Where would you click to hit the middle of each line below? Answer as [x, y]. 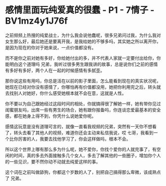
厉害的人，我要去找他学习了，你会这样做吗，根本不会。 [74, 139]
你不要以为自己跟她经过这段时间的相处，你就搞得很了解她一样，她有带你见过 [83, 104]
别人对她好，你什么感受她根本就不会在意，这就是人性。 [70, 93]
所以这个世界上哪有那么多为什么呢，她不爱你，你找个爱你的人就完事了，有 [81, 149]
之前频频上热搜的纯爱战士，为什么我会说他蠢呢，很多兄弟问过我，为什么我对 [83, 35]
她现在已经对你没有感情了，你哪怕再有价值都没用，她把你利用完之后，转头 [81, 87]
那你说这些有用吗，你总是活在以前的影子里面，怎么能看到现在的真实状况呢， [83, 81]
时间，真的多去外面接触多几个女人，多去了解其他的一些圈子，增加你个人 [87, 155]
